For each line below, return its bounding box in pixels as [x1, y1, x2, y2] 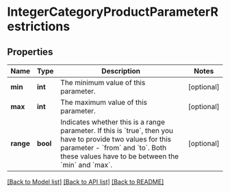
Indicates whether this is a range [60, 117, 166, 127]
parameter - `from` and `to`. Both [60, 143, 167, 152]
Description [101, 67, 141, 75]
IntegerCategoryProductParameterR [7, 4, 219, 20]
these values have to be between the [60, 152, 179, 161]
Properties [7, 46, 53, 58]
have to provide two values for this [60, 134, 172, 144]
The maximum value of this [60, 97, 148, 107]
